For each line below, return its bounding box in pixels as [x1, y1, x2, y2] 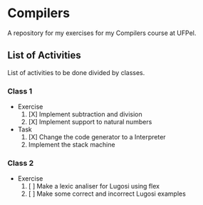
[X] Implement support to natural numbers [28, 118, 152, 126]
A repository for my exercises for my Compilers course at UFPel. [7, 29, 197, 37]
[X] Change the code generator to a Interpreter [28, 133, 166, 141]
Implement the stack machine [28, 141, 115, 149]
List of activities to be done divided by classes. [7, 68, 145, 76]
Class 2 [7, 158, 34, 168]
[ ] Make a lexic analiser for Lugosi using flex [28, 182, 160, 191]
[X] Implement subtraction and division [28, 110, 142, 119]
